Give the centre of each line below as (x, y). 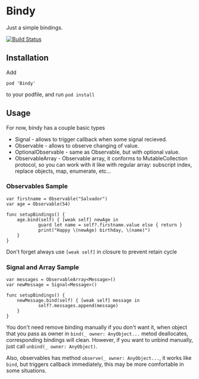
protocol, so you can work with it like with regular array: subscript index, (103, 164)
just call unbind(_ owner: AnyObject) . (52, 346)
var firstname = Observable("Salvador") (57, 198)
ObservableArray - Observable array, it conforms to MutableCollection (101, 158)
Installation (27, 58)
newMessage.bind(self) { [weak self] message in (78, 301)
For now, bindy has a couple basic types (56, 127)
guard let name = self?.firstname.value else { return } (110, 225)
